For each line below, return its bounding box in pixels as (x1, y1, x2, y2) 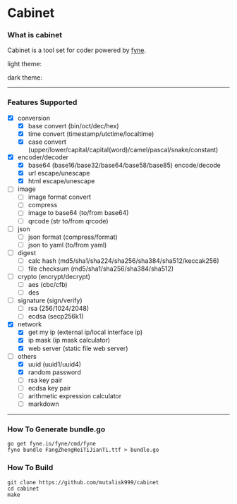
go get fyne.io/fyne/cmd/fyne (7, 441, 97, 448)
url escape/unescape (28, 169, 90, 178)
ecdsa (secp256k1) (28, 312, 84, 321)
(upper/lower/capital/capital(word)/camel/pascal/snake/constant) (28, 146, 219, 154)
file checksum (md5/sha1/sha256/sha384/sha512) (28, 264, 174, 273)
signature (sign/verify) (17, 296, 83, 305)
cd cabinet (7, 485, 39, 492)
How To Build (7, 463, 54, 473)
